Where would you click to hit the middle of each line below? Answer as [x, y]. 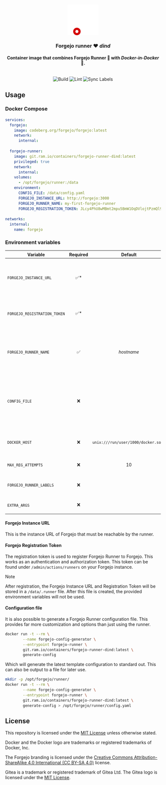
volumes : [23, 178]
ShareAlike [16, 763]
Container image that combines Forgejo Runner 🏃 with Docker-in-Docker [83, 58]
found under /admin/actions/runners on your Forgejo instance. [69, 567]
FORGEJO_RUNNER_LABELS [31, 485]
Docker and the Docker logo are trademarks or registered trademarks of [78, 742]
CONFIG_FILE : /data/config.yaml [51, 193]
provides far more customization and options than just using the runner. [78, 624]
